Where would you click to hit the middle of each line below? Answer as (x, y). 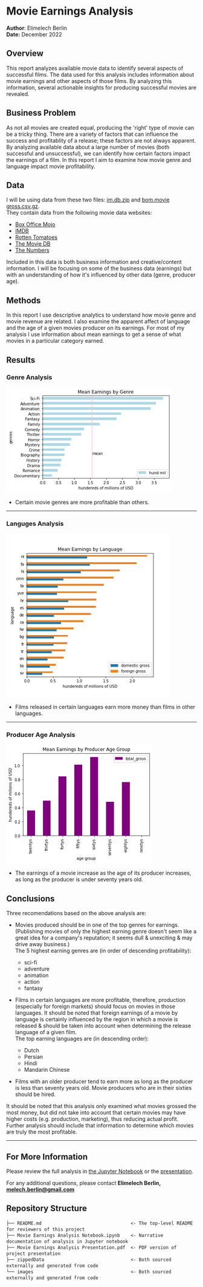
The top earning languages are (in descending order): (82, 1039)
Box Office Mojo (35, 224)
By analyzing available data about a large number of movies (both (88, 147)
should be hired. (35, 1094)
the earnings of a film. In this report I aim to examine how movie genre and (99, 160)
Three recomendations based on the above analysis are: (76, 913)
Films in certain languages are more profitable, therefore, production (100, 1000)
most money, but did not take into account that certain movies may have (96, 1113)
